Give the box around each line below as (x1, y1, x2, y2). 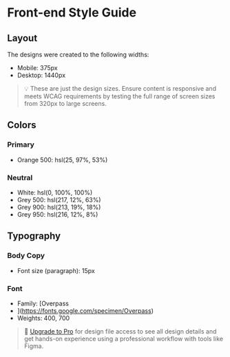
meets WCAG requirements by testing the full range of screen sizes (23, 92, 216, 100)
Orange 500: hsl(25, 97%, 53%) (17, 155, 108, 164)
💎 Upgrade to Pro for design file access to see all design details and (23, 327, 217, 335)
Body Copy (7, 251, 45, 261)
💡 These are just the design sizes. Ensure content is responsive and (23, 85, 217, 92)
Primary (7, 140, 34, 149)
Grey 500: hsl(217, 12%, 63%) (17, 195, 101, 204)
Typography (7, 230, 61, 242)
